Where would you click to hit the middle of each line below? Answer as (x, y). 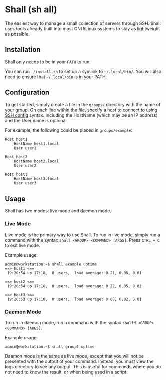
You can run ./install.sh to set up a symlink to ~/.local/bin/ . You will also (83, 71)
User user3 (25, 183)
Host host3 (16, 174)
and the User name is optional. (37, 120)
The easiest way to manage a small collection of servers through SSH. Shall (83, 23)
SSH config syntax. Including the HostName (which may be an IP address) (82, 115)
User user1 (25, 148)
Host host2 (16, 157)
